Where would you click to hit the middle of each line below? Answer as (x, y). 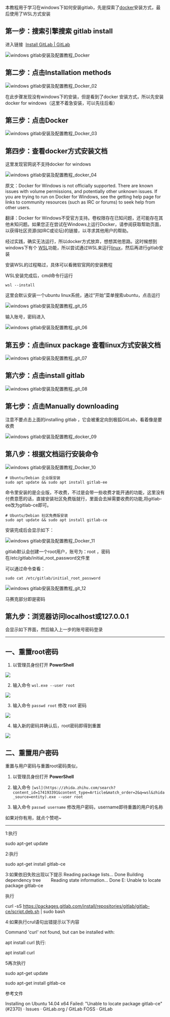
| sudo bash (53, 911)
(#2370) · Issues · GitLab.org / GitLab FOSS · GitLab (59, 1009)
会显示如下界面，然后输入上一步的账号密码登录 (54, 630)
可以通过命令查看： (25, 568)
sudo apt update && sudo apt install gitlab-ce (56, 520)
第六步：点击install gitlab (45, 376)
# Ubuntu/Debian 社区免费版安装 (37, 516)
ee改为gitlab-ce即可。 (28, 505)
